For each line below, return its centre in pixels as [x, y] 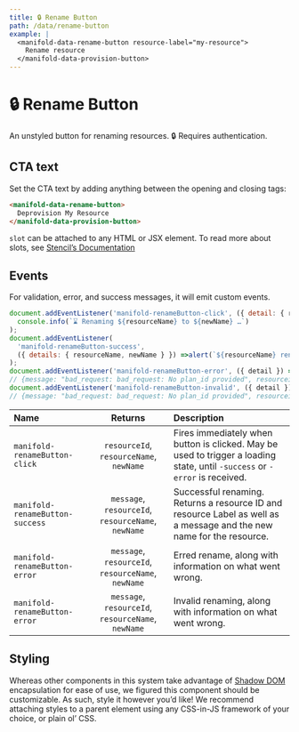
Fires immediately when [223, 432]
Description [198, 417]
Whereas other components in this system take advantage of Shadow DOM [147, 680]
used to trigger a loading [224, 454]
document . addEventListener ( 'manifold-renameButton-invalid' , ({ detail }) [151, 388]
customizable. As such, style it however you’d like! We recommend [132, 699]
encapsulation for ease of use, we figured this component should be [134, 689]
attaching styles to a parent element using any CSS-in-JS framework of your [149, 709]
